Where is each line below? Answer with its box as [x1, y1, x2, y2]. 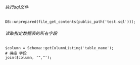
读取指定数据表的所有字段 [5, 30, 57, 36]
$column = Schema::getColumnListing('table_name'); [5, 46, 114, 51]
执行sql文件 [5, 4, 29, 10]
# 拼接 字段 [5, 51, 27, 56]
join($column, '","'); [5, 55, 52, 60]
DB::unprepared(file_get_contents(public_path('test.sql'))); [5, 20, 136, 24]
